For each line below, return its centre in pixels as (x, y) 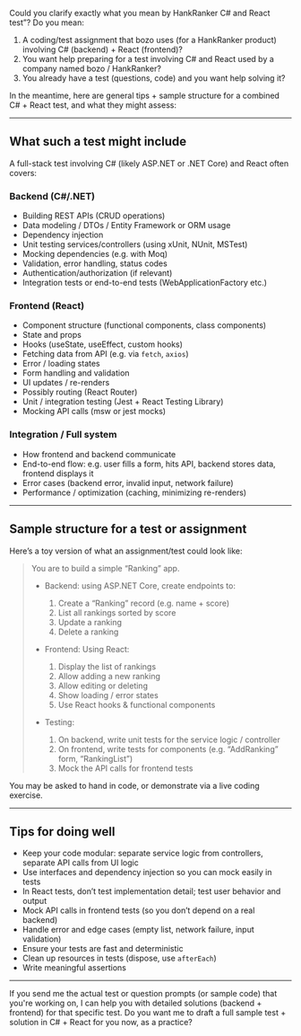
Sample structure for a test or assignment (128, 529)
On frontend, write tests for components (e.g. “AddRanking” (168, 748)
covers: (23, 173)
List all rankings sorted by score (117, 612)
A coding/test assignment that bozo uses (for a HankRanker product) (150, 40)
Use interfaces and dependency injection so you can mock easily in (147, 872)
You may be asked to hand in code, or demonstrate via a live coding (134, 785)
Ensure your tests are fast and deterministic (103, 949)
